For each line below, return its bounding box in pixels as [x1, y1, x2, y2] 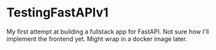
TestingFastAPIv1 [6, 5, 109, 21]
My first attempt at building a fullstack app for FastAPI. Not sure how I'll [6, 27, 210, 36]
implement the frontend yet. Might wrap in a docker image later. [6, 34, 188, 42]
